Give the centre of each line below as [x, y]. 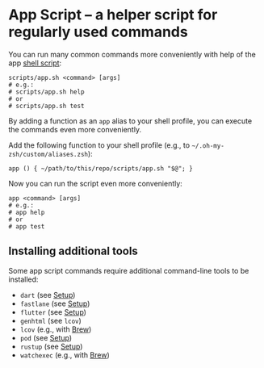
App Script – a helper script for [113, 15]
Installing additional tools [73, 251]
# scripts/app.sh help [46, 92]
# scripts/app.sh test [46, 106]
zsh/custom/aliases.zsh [48, 154]
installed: [23, 279]
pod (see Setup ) [46, 337]
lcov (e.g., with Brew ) [56, 329]
